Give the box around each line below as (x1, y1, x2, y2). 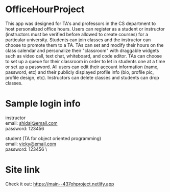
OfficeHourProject (5, 4, 85, 15)
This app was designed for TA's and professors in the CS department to (5, 20, 156, 26)
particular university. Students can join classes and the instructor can (5, 37, 151, 43)
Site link (5, 164, 40, 176)
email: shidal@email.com (5, 120, 58, 126)
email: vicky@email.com (5, 141, 57, 147)
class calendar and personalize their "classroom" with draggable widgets (5, 47, 159, 53)
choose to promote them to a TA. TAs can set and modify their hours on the (5, 42, 164, 48)
